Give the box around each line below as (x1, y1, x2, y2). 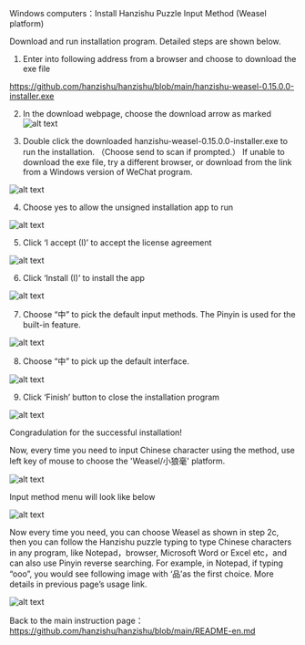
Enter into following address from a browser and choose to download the (22, 54, 297, 64)
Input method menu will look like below (9, 492, 156, 502)
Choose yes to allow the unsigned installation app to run (22, 202, 234, 213)
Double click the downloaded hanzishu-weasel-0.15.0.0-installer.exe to (22, 136, 289, 146)
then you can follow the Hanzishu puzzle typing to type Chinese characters (9, 536, 292, 547)
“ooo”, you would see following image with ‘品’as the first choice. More (9, 568, 275, 579)
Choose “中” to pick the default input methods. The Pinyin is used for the (22, 309, 296, 319)
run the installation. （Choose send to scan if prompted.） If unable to (22, 147, 285, 157)
